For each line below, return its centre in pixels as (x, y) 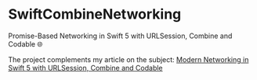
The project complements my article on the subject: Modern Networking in (128, 59)
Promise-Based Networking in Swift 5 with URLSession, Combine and (120, 36)
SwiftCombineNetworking (95, 14)
